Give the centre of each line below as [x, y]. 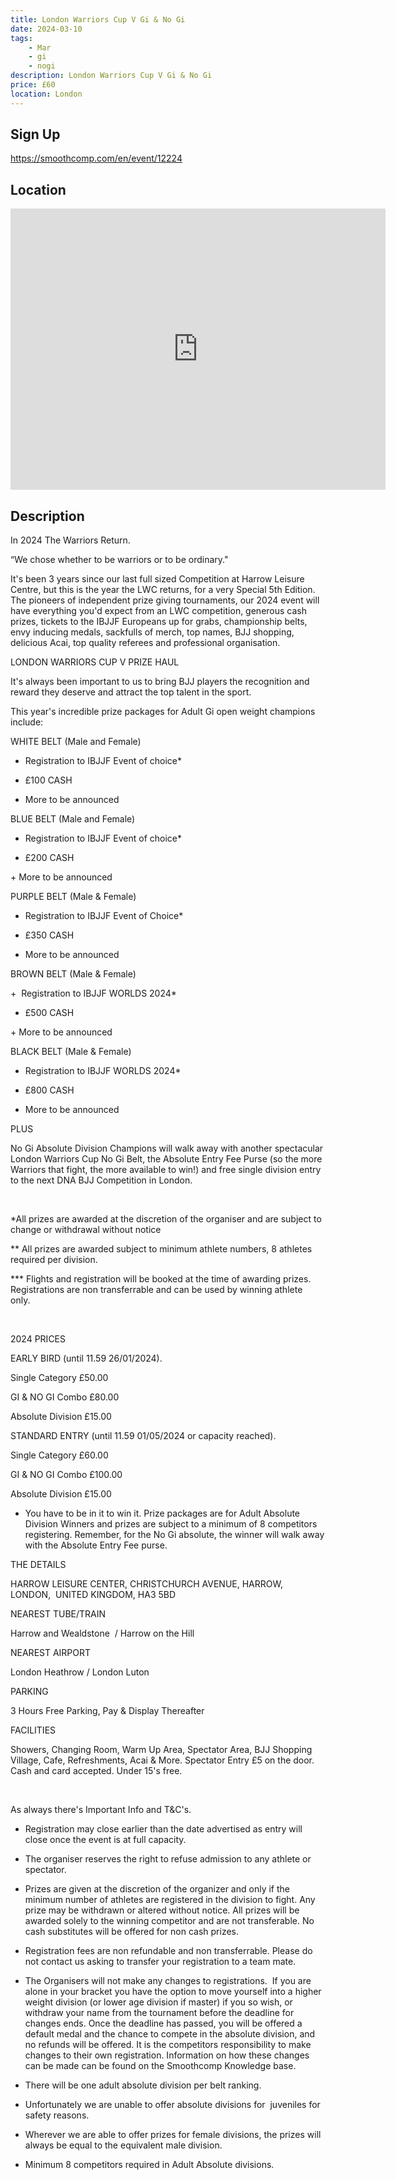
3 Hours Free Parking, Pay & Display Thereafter [107, 1711]
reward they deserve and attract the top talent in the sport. [131, 692]
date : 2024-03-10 [46, 29]
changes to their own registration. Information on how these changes [167, 2055]
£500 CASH [49, 1013]
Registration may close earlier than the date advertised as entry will [163, 1829]
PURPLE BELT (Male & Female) [73, 897]
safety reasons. [57, 2115]
